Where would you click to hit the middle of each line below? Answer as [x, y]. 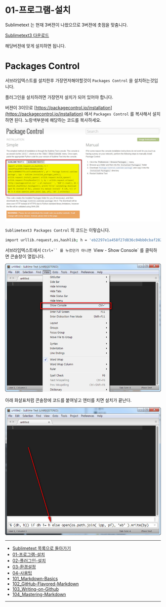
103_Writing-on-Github [36, 589]
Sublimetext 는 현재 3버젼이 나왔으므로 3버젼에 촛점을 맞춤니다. [67, 25]
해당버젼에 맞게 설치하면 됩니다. [36, 46]
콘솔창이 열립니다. [27, 256]
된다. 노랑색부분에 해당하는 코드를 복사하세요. [58, 120]
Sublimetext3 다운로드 [27, 35]
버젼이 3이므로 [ [21, 107]
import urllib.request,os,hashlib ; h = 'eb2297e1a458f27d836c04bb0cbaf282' [85, 240]
